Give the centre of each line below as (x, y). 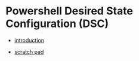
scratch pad (29, 51)
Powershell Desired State (69, 11)
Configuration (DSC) (57, 24)
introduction (29, 40)
